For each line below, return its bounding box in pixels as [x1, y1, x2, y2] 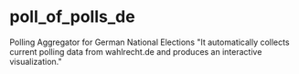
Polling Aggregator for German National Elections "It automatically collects [9, 37, 290, 48]
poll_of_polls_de [9, 6, 135, 27]
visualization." [9, 56, 62, 67]
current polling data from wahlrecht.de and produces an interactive [9, 46, 262, 57]
